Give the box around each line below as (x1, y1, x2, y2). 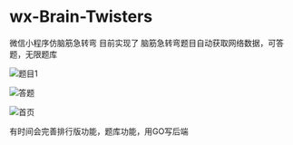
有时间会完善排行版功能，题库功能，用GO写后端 (9, 125, 189, 137)
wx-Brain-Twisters (9, 6, 153, 27)
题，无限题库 (9, 48, 57, 60)
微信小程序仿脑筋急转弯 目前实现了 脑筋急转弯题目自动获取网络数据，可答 (9, 37, 284, 48)
